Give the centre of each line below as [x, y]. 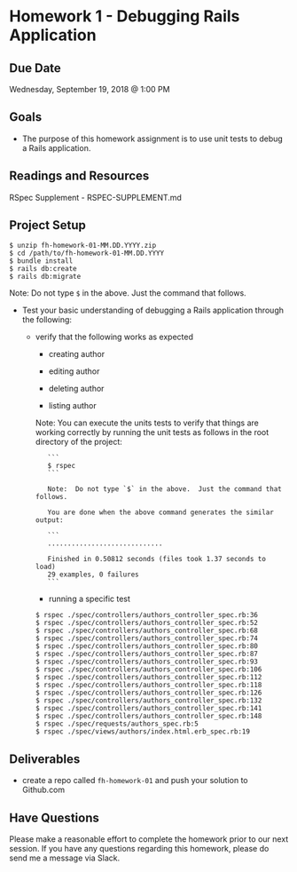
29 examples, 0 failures [93, 575]
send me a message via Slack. [65, 858]
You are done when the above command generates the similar [161, 512]
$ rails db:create [43, 269]
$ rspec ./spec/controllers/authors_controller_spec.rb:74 [147, 638]
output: [49, 520]
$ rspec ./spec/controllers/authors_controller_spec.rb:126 [148, 693]
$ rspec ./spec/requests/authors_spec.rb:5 [117, 724]
